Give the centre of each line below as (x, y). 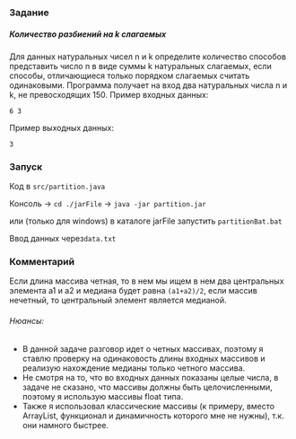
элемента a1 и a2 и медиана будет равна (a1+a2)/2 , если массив (133, 291)
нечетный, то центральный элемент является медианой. (118, 300)
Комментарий (42, 262)
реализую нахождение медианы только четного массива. (134, 368)
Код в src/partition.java (57, 187)
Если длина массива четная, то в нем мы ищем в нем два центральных (147, 281)
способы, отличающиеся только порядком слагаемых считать (130, 75)
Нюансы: (27, 321)
